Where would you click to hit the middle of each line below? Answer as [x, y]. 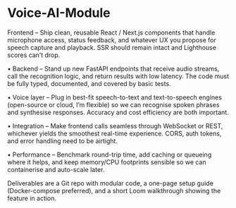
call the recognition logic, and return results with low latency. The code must [118, 76]
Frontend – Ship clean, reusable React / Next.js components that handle [111, 32]
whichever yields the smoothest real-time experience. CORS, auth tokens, [114, 133]
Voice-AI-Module [59, 13]
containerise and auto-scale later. [56, 169]
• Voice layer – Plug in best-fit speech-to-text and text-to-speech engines [114, 97]
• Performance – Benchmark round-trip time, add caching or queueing [110, 154]
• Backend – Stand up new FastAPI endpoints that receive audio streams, [113, 68]
